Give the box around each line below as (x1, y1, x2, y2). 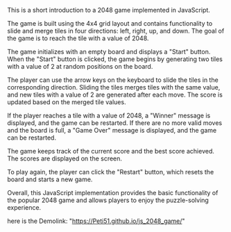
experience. (7, 204, 42, 211)
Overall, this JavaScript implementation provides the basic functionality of (7, 189, 219, 197)
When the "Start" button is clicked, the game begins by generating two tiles (7, 55, 223, 63)
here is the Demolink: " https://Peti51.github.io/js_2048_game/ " (7, 217, 185, 225)
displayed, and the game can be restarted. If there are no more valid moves (7, 119, 223, 127)
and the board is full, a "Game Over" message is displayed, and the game (7, 126, 217, 134)
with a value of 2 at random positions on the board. (7, 63, 153, 70)
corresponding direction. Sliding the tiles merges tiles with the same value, (7, 83, 221, 91)
